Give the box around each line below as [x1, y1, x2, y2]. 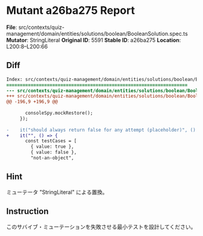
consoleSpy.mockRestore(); [25, 110, 94, 116]
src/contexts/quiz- [18, 24, 65, 31]
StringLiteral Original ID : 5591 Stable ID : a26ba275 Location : [30, 36, 181, 43]
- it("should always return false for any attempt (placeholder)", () [6, 127, 196, 133]
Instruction [6, 206, 49, 217]
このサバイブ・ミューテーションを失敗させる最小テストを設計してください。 [6, 223, 196, 230]
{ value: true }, [30, 144, 74, 150]
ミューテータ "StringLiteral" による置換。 [6, 188, 108, 196]
